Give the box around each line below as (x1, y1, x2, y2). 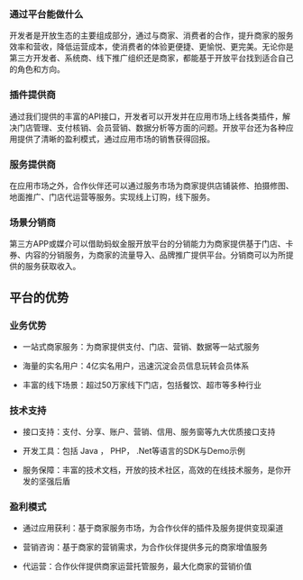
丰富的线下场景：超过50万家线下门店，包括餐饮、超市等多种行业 (22, 379, 262, 390)
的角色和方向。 (9, 64, 65, 75)
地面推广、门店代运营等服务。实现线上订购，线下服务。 (9, 191, 215, 202)
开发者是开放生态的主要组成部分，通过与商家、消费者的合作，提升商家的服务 (9, 30, 294, 41)
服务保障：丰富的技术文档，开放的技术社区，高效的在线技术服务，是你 (22, 465, 284, 476)
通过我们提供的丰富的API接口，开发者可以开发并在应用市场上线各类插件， (9, 111, 283, 122)
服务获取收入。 (24, 261, 81, 272)
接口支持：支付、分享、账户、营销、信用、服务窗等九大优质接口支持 (22, 426, 276, 438)
